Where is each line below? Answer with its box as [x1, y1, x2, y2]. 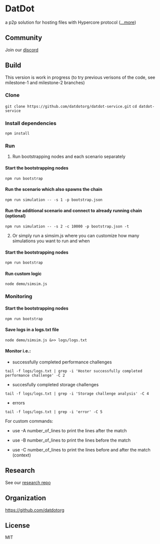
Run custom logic [5, 271, 42, 276]
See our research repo [5, 479, 51, 485]
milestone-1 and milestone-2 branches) [5, 80, 85, 86]
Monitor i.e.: [5, 348, 31, 354]
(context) [12, 452, 31, 458]
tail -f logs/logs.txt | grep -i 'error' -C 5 [5, 409, 103, 414]
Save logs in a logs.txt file [5, 327, 59, 333]
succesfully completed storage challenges [12, 382, 99, 387]
